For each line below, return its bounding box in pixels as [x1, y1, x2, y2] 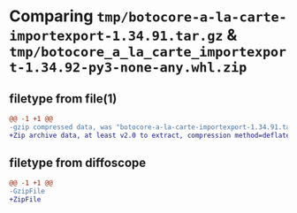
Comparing [9, 6, 94, 27]
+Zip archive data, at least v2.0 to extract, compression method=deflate [9, 131, 291, 140]
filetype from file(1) [9, 91, 118, 106]
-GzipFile [9, 187, 46, 196]
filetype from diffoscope [9, 156, 147, 171]
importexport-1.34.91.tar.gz [9, 28, 224, 45]
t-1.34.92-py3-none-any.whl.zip [9, 59, 247, 76]
